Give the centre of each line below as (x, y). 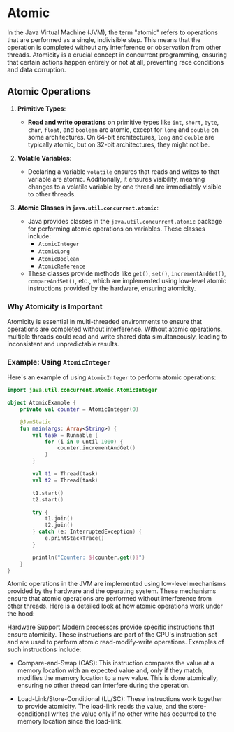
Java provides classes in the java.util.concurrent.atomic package (125, 221)
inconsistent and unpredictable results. (63, 344)
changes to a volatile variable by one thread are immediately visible (125, 187)
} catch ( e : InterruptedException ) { (87, 532)
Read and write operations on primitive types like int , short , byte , (123, 122)
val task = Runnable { (65, 435)
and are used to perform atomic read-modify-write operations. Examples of (116, 642)
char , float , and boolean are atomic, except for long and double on (123, 129)
